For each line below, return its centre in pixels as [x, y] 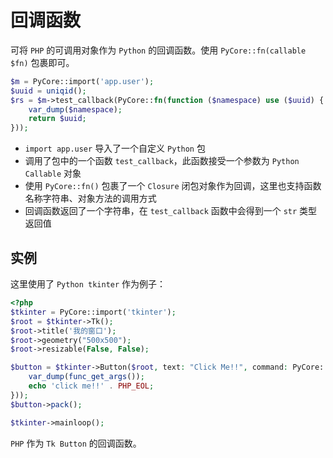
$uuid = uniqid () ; [48, 91]
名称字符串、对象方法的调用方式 [90, 198]
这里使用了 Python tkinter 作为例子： [88, 284]
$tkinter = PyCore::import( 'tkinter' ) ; [93, 312]
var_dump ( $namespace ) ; [75, 109]
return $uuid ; [57, 119]
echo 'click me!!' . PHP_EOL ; [91, 386]
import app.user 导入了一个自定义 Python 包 [115, 148]
